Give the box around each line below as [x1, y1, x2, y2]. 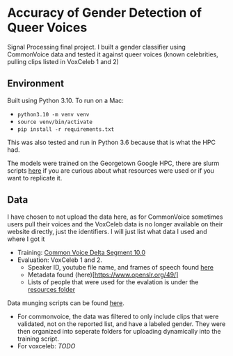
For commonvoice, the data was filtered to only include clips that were [17, 312, 219, 320]
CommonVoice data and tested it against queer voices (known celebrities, [7, 50, 219, 59]
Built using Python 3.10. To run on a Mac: [7, 96, 124, 105]
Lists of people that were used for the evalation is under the [27, 277, 199, 286]
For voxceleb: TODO [17, 341, 76, 350]
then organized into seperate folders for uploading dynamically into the [17, 327, 221, 335]
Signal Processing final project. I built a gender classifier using [7, 42, 186, 51]
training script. [17, 334, 59, 343]
